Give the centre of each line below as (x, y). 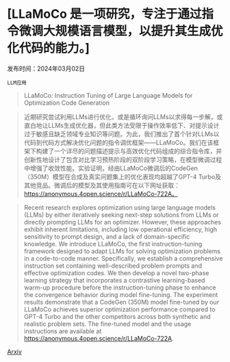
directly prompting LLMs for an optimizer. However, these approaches (122, 222)
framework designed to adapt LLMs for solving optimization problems (122, 251)
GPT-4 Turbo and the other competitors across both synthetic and (117, 316)
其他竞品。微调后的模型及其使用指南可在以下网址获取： (102, 185)
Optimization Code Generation (66, 103)
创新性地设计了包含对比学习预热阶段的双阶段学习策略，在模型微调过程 (123, 159)
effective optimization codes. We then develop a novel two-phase (116, 273)
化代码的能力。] (49, 48)
